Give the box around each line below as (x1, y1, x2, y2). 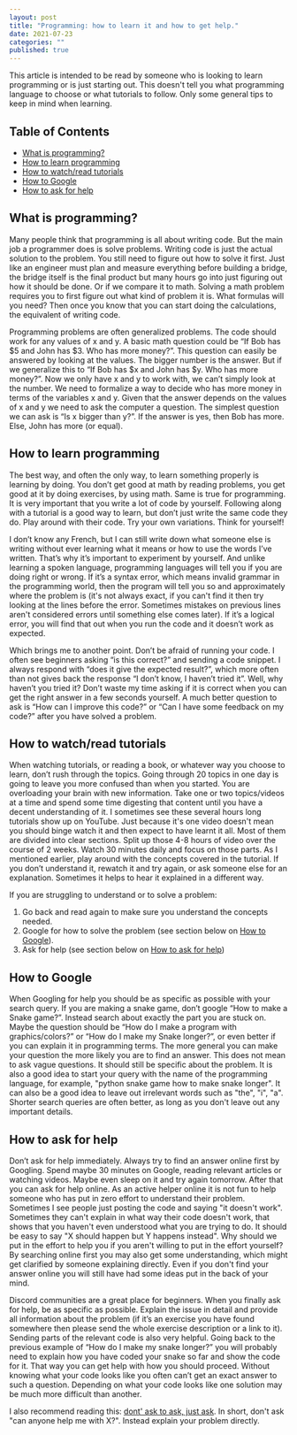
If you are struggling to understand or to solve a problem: (9, 890, 217, 901)
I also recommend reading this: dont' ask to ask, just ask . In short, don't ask (9, 1406, 285, 1416)
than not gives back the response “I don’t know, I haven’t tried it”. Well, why (9, 673, 284, 684)
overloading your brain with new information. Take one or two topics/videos (9, 788, 285, 799)
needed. (21, 917, 53, 927)
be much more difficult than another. (9, 1389, 142, 1399)
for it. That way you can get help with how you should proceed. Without (9, 1361, 270, 1371)
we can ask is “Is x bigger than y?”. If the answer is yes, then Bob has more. (9, 411, 285, 421)
